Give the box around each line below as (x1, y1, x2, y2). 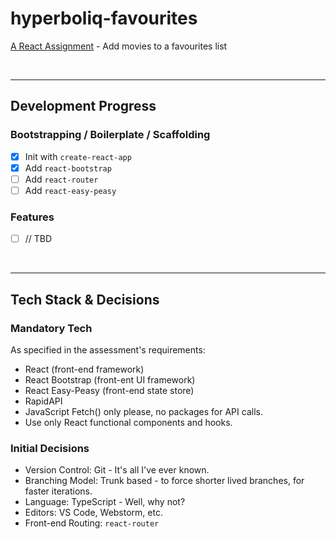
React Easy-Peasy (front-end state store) (24, 384, 195, 396)
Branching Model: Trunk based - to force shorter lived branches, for (24, 475, 305, 487)
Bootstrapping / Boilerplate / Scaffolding (10, 128, 211, 142)
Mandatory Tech (10, 321, 93, 335)
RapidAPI (24, 395, 63, 407)
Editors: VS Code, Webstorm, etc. (24, 507, 163, 519)
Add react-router (24, 173, 99, 185)
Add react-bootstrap (24, 162, 112, 174)
